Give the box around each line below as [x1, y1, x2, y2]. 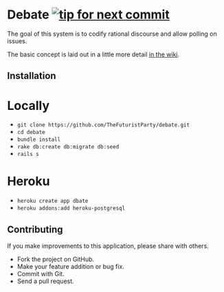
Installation [7, 70, 56, 82]
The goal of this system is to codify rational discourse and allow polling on [7, 30, 218, 38]
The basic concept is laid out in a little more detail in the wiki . [7, 50, 180, 58]
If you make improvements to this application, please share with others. [7, 242, 210, 250]
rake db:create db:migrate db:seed [16, 144, 120, 150]
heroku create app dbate [16, 198, 89, 205]
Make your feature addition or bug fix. [16, 262, 125, 271]
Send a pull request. [16, 277, 74, 285]
